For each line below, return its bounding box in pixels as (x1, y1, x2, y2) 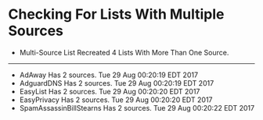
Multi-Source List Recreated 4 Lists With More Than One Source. (19, 48, 229, 57)
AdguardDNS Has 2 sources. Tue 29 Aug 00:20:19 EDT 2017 (19, 78, 214, 87)
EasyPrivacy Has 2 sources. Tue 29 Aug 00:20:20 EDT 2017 (19, 95, 213, 104)
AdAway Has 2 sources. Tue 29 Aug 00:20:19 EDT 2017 (19, 70, 198, 79)
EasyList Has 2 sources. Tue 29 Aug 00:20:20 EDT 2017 (19, 86, 200, 96)
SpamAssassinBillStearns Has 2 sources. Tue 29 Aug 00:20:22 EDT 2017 (19, 103, 255, 112)
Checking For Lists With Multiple (8, 5, 225, 23)
